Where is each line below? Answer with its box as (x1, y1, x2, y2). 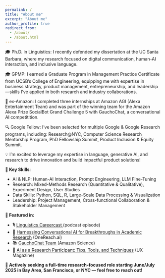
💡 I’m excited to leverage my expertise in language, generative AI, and (5, 151, 148, 157)
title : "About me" (5, 12, 43, 17)
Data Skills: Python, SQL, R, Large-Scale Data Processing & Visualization (12, 192, 161, 198)
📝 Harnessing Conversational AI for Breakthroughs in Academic (12, 229, 142, 235)
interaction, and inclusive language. (5, 61, 78, 67)
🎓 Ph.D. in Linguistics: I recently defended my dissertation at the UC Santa (5, 49, 159, 55)
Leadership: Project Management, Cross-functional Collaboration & (12, 197, 150, 203)
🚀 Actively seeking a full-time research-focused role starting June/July (5, 262, 155, 268)
